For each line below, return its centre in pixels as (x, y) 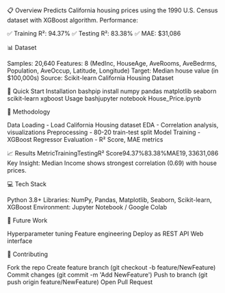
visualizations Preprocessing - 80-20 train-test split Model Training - (104, 132)
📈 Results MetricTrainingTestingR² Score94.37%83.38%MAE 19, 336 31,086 (113, 153)
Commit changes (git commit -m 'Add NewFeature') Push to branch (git (107, 275)
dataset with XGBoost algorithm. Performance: (72, 20)
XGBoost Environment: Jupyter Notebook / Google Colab (87, 207)
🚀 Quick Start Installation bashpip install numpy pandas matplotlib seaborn (112, 91)
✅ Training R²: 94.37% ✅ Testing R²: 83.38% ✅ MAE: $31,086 (94, 33)
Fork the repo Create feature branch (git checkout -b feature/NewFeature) (111, 267)
